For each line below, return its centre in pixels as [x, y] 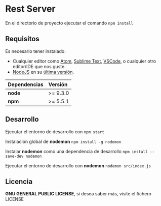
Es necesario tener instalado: [35, 51]
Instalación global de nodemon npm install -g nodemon [63, 141]
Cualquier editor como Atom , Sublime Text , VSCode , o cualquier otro [84, 61]
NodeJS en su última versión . [43, 72]
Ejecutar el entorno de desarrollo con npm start [55, 131]
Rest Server [30, 9]
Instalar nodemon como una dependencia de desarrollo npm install [76, 151]
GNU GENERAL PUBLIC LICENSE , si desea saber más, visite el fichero [78, 194]
